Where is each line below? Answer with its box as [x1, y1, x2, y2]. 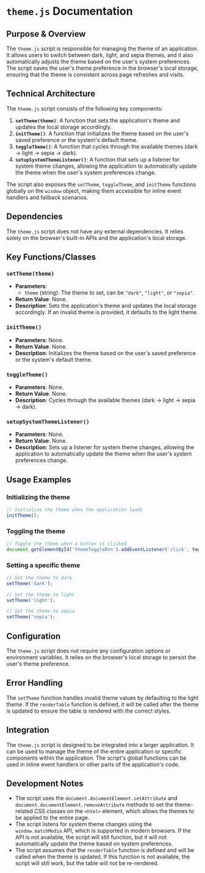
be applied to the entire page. [15, 814, 90, 822]
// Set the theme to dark [6, 574, 72, 581]
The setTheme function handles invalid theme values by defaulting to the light [6, 694, 199, 702]
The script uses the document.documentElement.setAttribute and [15, 795, 178, 802]
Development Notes [6, 779, 84, 789]
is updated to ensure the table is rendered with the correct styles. [6, 707, 171, 714]
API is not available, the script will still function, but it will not [15, 834, 167, 841]
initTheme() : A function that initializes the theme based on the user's [15, 130, 189, 137]
